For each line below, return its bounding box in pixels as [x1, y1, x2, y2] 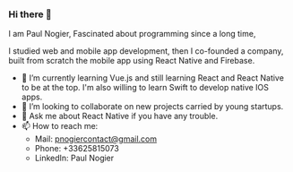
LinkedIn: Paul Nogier [34, 152, 115, 164]
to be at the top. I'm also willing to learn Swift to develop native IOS [21, 82, 270, 93]
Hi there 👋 [8, 8, 53, 21]
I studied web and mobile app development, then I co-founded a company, [8, 46, 284, 56]
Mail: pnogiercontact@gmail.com [34, 133, 158, 144]
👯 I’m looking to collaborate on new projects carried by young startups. [21, 101, 284, 112]
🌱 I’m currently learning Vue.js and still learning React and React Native [21, 73, 284, 83]
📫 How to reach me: [21, 121, 99, 132]
